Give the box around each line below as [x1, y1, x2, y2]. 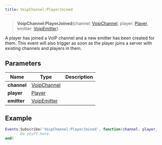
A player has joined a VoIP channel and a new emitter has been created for [5, 35, 155, 41]
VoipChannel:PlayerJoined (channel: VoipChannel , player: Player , [17, 20, 148, 26]
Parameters [5, 59, 41, 68]
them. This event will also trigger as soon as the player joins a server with [5, 40, 152, 46]
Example [5, 114, 32, 122]
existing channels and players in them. [5, 45, 82, 51]
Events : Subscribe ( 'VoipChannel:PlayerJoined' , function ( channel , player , [5, 127, 158, 132]
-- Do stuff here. [14, 131, 51, 136]
